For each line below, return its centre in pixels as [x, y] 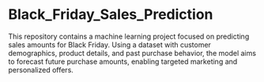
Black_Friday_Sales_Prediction [111, 15]
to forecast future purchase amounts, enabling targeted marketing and [123, 61]
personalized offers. [41, 69]
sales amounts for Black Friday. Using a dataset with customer [110, 44]
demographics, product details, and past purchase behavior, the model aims [132, 53]
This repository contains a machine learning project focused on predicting [129, 36]
